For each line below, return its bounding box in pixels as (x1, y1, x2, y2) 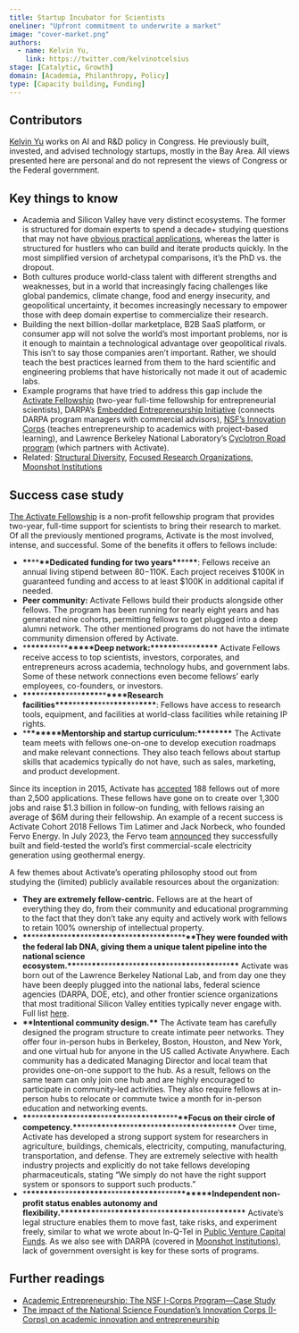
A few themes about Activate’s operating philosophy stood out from (9, 867, 258, 878)
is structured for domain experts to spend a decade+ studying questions (21, 224, 289, 235)
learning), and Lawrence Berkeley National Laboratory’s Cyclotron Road (21, 433, 287, 443)
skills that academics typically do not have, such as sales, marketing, (21, 756, 277, 767)
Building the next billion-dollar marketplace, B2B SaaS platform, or (21, 319, 266, 330)
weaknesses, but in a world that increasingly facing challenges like (21, 281, 269, 291)
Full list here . (21, 1008, 70, 1019)
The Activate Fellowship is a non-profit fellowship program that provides (9, 511, 275, 522)
